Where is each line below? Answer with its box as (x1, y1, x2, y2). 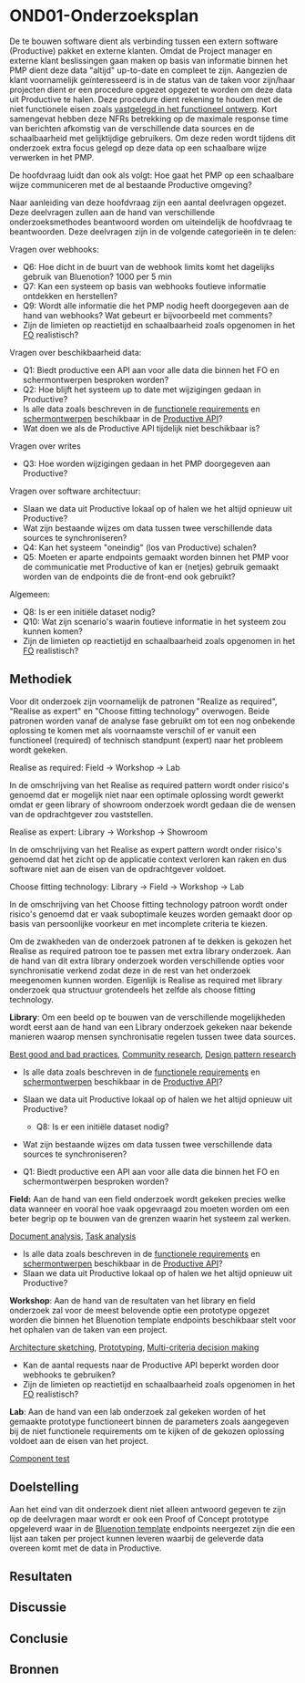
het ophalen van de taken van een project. (9, 1324, 168, 1335)
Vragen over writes (9, 440, 82, 452)
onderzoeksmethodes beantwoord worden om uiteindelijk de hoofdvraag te (9, 216, 293, 227)
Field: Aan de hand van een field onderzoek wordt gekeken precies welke (9, 1193, 287, 1204)
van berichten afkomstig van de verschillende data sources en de (9, 122, 255, 133)
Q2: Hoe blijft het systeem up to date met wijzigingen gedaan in (22, 384, 261, 395)
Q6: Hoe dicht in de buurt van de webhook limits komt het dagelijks (22, 261, 275, 272)
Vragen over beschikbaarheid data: (9, 347, 142, 358)
